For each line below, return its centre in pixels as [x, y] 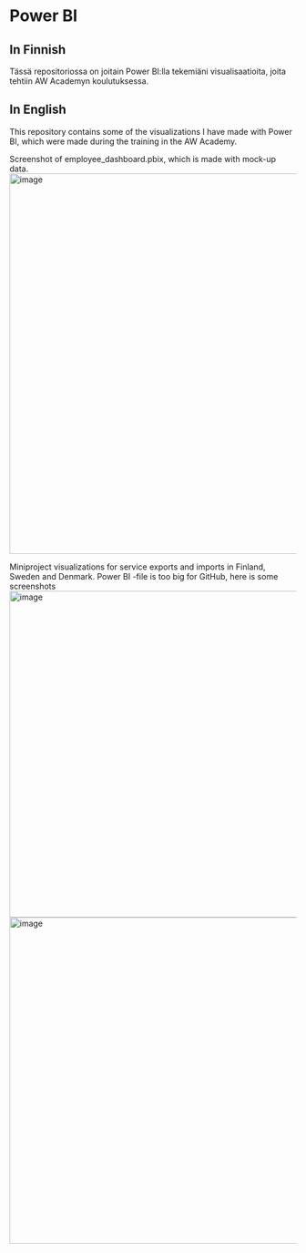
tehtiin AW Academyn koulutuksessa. [79, 81]
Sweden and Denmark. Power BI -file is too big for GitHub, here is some [144, 576]
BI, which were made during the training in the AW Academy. [123, 141]
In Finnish [38, 50]
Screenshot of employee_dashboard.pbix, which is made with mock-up [143, 159]
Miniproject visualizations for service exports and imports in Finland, [138, 567]
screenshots [33, 586]
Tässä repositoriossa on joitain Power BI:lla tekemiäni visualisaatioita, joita [148, 71]
